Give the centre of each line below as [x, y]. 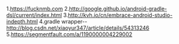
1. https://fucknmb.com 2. [38, 9]
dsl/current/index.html [34, 15]
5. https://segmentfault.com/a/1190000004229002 [69, 34]
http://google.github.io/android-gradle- [118, 9]
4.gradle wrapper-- [63, 21]
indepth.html [22, 21]
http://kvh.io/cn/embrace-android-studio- [120, 15]
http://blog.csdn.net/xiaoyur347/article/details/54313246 [78, 28]
